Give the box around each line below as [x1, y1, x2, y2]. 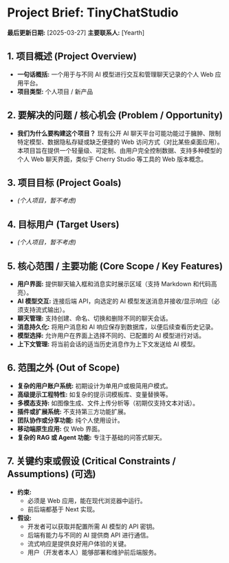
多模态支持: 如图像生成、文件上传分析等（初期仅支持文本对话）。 [17, 399, 199, 407]
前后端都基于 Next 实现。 [27, 504, 99, 513]
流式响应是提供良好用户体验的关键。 [27, 539, 131, 548]
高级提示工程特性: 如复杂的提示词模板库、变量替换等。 [17, 390, 172, 399]
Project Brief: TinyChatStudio [7, 5, 179, 21]
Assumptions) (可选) [7, 468, 96, 480]
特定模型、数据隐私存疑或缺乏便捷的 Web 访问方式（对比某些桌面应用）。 [17, 138, 223, 146]
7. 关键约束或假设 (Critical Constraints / [7, 456, 177, 467]
